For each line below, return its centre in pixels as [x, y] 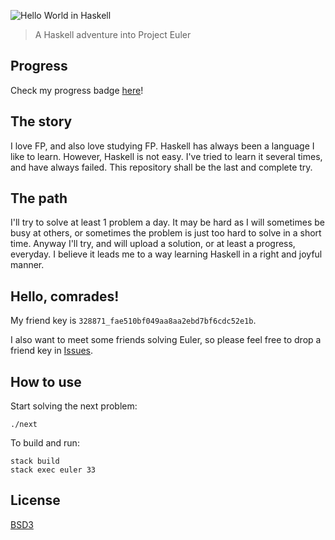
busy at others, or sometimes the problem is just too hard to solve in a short [166, 233]
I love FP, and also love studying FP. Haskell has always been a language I [162, 146]
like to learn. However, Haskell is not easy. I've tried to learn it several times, [166, 156]
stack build [35, 461]
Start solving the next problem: [74, 406]
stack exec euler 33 [53, 470]
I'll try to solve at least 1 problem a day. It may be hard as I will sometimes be [168, 222]
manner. [27, 265]
